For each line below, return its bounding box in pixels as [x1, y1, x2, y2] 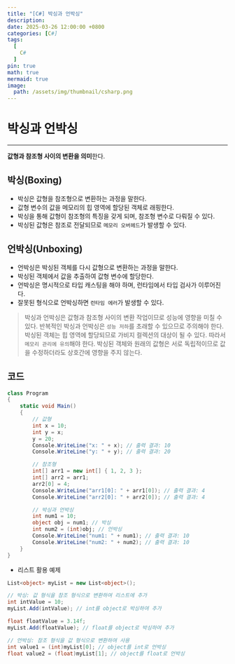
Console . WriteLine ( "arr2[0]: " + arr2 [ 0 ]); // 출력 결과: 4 [32, 494, 205, 501]
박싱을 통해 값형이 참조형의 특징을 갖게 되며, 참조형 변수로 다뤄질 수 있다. [17, 212, 215, 220]
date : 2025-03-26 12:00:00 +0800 [7, 23, 105, 30]
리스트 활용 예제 [17, 565, 61, 574]
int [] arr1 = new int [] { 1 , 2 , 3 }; [32, 468, 143, 475]
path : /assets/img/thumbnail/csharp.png [13, 88, 133, 95]
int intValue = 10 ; [7, 599, 64, 606]
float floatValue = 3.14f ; [7, 618, 86, 625]
